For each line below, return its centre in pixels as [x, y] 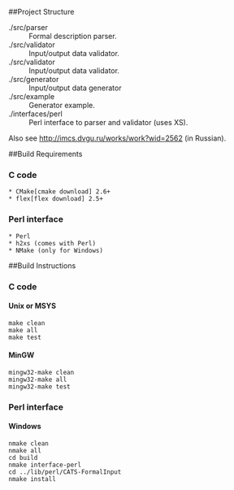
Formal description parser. [73, 36]
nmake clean [28, 444]
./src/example [32, 96]
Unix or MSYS [32, 306]
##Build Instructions [42, 265]
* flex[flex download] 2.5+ [56, 199]
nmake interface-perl [45, 465]
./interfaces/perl [35, 114]
